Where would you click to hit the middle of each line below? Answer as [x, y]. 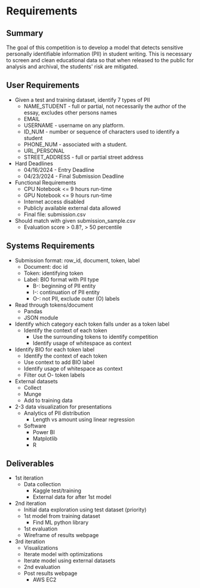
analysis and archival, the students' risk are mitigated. [72, 66]
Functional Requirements [45, 182]
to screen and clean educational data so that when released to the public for [100, 60]
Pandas [33, 311]
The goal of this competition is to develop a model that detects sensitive [95, 47]
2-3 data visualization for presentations [63, 407]
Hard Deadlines [34, 163]
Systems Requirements [50, 246]
